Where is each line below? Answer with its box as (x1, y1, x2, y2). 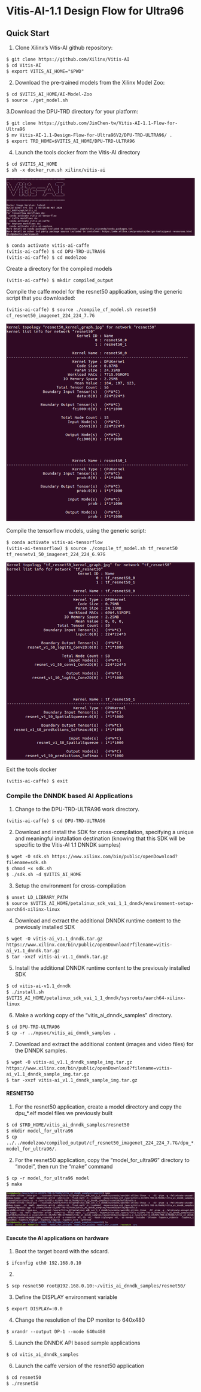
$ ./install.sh (6, 989, 44, 995)
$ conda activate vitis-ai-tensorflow (6, 539, 103, 545)
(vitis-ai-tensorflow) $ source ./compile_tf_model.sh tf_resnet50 (6, 545, 178, 551)
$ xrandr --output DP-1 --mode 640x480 (6, 1329, 106, 1335)
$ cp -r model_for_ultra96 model (6, 1175, 90, 1181)
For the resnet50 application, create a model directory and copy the (14, 1103, 182, 1110)
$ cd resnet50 (6, 1375, 42, 1381)
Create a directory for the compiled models (6, 265, 112, 272)
